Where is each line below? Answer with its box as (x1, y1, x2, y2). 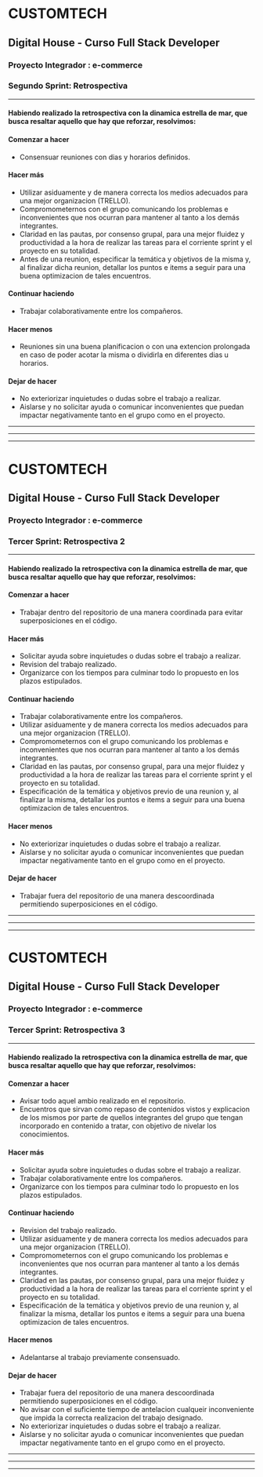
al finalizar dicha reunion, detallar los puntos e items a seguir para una (19, 262, 247, 272)
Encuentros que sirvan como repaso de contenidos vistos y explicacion (19, 1104, 250, 1114)
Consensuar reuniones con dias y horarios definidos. (19, 152, 190, 162)
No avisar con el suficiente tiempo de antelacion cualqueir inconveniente (19, 1405, 254, 1414)
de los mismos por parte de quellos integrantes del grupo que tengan (19, 1113, 243, 1122)
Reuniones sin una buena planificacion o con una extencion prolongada (19, 342, 250, 352)
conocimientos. (19, 1129, 70, 1139)
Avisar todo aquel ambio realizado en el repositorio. (19, 1096, 186, 1106)
